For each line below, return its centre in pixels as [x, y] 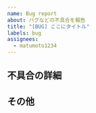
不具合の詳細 [35, 76]
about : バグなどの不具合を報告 [46, 20]
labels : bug [24, 33]
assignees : [23, 40]
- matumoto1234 [35, 46]
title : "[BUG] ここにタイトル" [48, 26]
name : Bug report [32, 14]
